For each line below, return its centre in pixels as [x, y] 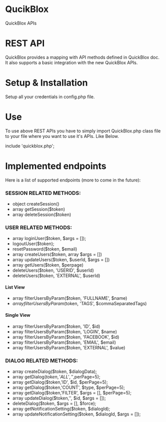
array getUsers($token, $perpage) [48, 265]
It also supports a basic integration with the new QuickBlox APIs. [71, 62]
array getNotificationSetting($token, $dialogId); [61, 408]
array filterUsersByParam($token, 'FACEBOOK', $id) [66, 337]
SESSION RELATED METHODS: [43, 193]
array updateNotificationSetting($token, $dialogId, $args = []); [76, 414]
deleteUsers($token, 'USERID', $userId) [53, 270]
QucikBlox [27, 9]
